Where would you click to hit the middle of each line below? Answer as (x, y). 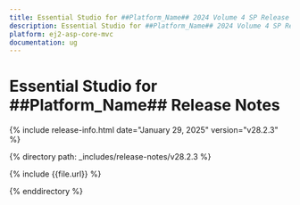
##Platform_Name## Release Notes (145, 106)
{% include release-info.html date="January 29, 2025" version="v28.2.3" (144, 130)
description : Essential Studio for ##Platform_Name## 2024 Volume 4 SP (145, 26)
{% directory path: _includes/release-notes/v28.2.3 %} (110, 157)
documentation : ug (43, 42)
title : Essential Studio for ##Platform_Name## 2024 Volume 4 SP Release (150, 17)
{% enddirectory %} (46, 192)
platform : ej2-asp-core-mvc (62, 34)
